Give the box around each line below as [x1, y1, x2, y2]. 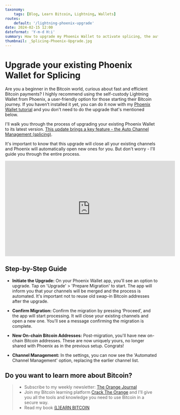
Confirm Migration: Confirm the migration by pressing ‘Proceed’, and [12, 307, 151, 313]
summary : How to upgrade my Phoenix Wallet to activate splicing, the [5, 34, 151, 39]
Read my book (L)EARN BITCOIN [24, 405, 90, 411]
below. [5, 112, 18, 117]
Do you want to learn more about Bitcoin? [5, 371, 132, 380]
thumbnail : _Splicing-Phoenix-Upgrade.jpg [5, 39, 92, 44]
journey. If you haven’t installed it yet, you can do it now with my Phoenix [5, 101, 150, 107]
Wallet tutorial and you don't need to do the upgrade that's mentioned [5, 106, 145, 112]
